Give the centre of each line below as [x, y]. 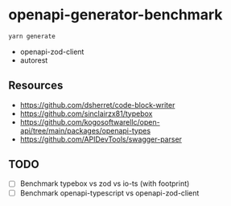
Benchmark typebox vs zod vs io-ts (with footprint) [105, 183]
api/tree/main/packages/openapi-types [85, 130]
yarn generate [32, 36]
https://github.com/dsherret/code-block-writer [97, 105]
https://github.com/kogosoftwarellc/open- [90, 122]
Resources [36, 86]
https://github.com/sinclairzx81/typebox [86, 113]
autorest [34, 60]
